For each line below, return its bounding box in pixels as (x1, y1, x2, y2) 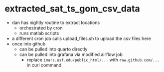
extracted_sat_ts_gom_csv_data (4, 3, 140, 14)
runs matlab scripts (19, 30, 59, 36)
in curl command (26, 62, 62, 68)
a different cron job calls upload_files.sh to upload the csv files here (11, 35, 152, 41)
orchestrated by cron (19, 24, 63, 30)
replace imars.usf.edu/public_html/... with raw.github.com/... (26, 56, 160, 62)
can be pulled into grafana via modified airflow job (19, 51, 123, 57)
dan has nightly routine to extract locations (11, 19, 100, 25)
